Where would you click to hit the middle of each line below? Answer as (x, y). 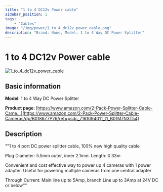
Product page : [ (21, 108)
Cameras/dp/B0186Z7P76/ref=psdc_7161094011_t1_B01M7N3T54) (72, 118)
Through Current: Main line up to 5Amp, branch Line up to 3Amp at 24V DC (82, 180)
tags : (11, 19)
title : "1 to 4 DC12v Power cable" (42, 10)
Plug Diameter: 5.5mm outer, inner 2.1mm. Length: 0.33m (63, 155)
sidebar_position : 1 (26, 14)
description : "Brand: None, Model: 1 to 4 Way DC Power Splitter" (75, 33)
